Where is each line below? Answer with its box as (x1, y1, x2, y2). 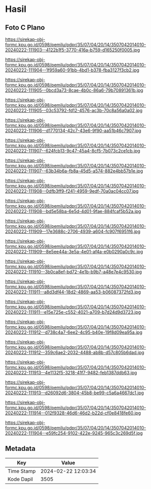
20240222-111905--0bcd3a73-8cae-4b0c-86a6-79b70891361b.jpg (5, 87, 144, 93)
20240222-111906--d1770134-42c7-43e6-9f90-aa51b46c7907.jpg (5, 128, 142, 134)
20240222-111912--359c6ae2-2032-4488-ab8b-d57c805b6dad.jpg (5, 349, 145, 355)
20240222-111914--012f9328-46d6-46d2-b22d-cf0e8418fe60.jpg (5, 410, 141, 416)
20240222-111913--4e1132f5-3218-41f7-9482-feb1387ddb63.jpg (5, 370, 137, 375)
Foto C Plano (5, 23, 45, 32)
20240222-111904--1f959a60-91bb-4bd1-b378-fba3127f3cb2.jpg (5, 67, 140, 73)
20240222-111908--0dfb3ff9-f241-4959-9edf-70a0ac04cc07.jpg (5, 188, 139, 194)
